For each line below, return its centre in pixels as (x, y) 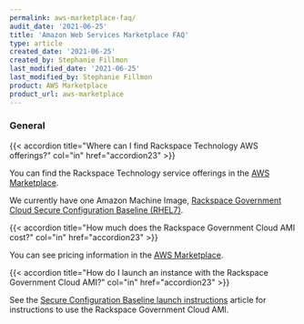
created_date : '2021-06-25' (63, 52)
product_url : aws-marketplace (67, 94)
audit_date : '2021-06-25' (58, 26)
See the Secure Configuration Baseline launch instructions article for (138, 299)
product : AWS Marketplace (58, 86)
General (27, 126)
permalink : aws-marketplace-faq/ (73, 18)
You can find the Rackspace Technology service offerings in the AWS (140, 173)
